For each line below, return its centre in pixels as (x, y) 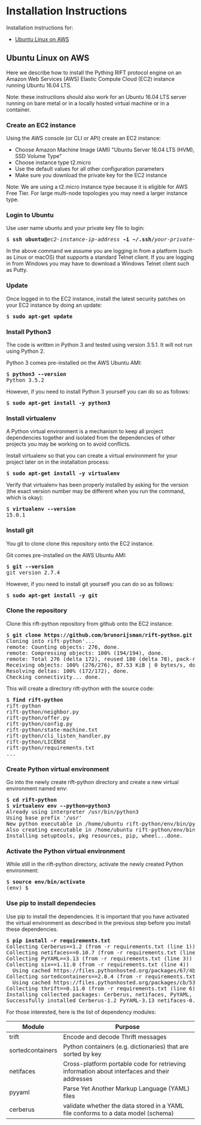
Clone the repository (37, 610)
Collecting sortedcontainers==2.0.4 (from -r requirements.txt (101, 976)
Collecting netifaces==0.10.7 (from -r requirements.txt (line (101, 952)
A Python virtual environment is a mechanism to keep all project (85, 431)
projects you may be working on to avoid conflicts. (68, 444)
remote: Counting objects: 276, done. (63, 647)
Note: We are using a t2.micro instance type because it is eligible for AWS (97, 187)
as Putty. (17, 270)
